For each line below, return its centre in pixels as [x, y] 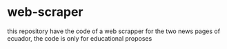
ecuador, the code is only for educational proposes [80, 38]
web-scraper [46, 12]
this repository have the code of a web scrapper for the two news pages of [114, 31]
